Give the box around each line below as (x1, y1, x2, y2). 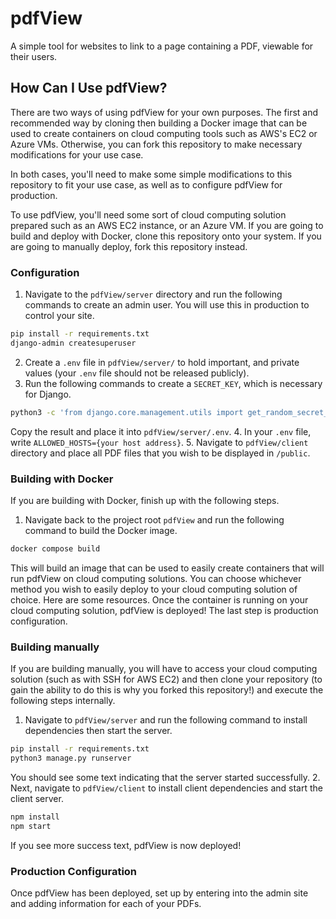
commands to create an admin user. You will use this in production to (24, 299, 310, 311)
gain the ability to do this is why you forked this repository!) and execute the (10, 684, 324, 696)
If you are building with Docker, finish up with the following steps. (10, 494, 280, 506)
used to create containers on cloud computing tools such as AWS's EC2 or (10, 127, 318, 139)
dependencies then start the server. (24, 725, 173, 737)
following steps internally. (10, 695, 116, 707)
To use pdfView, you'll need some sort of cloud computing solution (10, 208, 287, 221)
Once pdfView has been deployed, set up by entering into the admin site (10, 887, 309, 899)
